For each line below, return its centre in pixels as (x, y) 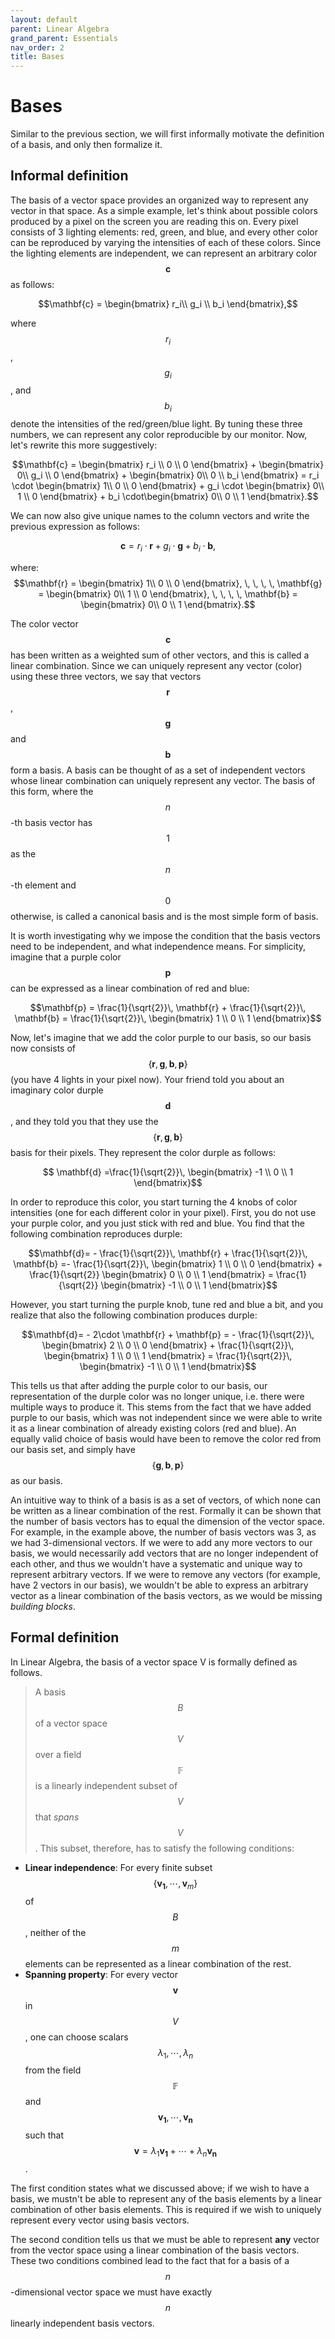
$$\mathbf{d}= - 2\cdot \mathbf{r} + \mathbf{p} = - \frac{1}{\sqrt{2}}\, (168, 1335)
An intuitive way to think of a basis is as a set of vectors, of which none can (165, 1500)
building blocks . (43, 1607)
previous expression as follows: (75, 527)
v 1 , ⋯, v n (175, 2118)
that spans (57, 1817)
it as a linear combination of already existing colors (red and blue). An (153, 1428)
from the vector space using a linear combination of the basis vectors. (155, 2250)
